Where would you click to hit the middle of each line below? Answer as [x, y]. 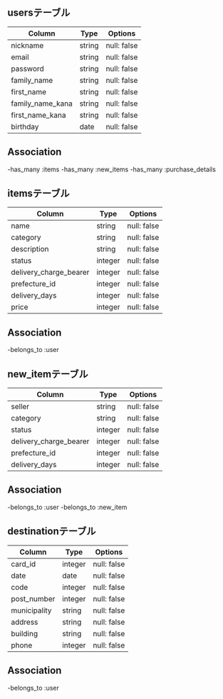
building [24, 633]
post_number [33, 598]
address [25, 622]
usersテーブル [39, 13]
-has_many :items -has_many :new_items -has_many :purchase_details [111, 169]
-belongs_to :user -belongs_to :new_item [67, 507]
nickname [27, 45]
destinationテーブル [52, 532]
